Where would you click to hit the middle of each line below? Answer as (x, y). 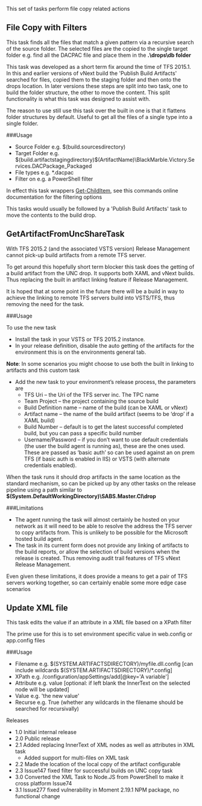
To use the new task (31, 327)
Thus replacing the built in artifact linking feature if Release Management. (97, 280)
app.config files (26, 641)
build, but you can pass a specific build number (83, 433)
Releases (17, 720)
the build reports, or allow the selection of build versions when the (97, 551)
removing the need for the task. (45, 304)
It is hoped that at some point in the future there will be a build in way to (95, 291)
